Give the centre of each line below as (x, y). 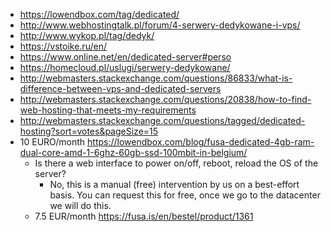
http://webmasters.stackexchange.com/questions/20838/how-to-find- (165, 99)
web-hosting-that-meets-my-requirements (108, 110)
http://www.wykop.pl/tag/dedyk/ (87, 35)
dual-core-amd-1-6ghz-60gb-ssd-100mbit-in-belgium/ (133, 152)
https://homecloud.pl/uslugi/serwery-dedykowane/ (125, 67)
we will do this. (80, 205)
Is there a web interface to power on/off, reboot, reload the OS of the (176, 163)
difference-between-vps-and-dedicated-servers (120, 88)
